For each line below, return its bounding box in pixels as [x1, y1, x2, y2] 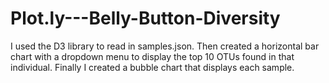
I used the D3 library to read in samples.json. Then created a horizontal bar [10, 40, 320, 52]
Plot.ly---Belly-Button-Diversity [10, 7, 281, 30]
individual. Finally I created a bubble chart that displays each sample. [10, 61, 295, 73]
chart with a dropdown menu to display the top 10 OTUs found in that [10, 50, 295, 62]
